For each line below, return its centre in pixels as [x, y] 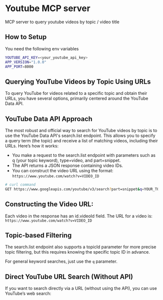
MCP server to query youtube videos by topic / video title [62, 22]
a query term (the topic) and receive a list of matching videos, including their [81, 141]
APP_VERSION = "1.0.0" [26, 62]
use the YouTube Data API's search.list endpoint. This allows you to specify [80, 135]
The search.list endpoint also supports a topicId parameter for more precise [81, 247]
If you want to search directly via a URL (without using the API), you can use [81, 288]
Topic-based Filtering [38, 235]
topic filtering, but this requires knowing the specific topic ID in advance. [78, 252]
